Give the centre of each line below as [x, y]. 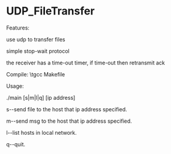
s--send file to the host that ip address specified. [67, 109]
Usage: [15, 86]
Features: [18, 28]
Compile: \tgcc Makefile [36, 74]
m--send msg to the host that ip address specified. [69, 121]
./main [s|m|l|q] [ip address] [41, 97]
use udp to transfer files [36, 39]
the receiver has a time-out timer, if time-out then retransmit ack [85, 63]
